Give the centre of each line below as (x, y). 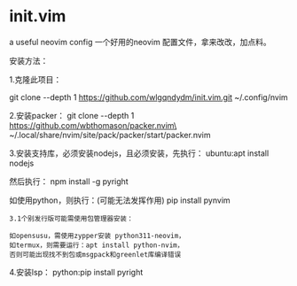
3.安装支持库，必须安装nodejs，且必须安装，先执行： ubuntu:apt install (139, 153)
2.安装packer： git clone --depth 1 (72, 115)
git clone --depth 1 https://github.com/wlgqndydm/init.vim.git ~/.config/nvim (148, 97)
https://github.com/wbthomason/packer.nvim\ (93, 125)
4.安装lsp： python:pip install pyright (76, 272)
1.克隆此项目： (35, 79)
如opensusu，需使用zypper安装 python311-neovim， (98, 236)
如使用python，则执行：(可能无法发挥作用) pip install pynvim (120, 200)
